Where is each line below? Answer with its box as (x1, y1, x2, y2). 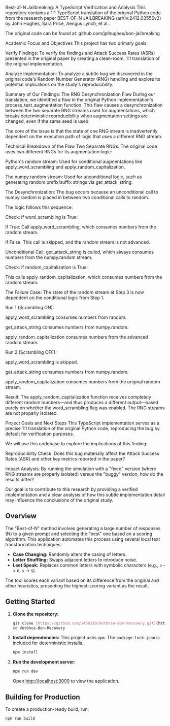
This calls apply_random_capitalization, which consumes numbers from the (5, 274, 162, 280)
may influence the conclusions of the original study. (5, 497, 114, 503)
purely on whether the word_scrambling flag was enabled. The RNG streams (5, 405, 165, 411)
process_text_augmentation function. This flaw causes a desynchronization (5, 102, 163, 108)
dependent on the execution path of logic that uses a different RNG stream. (5, 134, 162, 139)
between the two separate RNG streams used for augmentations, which (5, 108, 155, 113)
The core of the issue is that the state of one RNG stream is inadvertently (5, 128, 158, 134)
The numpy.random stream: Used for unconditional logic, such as (5, 174, 142, 180)
